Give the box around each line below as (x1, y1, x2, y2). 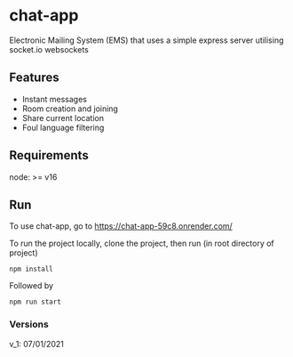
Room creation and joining (21, 103, 118, 114)
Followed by (9, 280, 54, 291)
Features (9, 70, 59, 85)
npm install (9, 264, 53, 274)
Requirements (9, 148, 89, 163)
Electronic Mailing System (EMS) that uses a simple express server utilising (9, 35, 284, 45)
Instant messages (21, 93, 87, 104)
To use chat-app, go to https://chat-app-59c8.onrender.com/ (9, 221, 233, 231)
